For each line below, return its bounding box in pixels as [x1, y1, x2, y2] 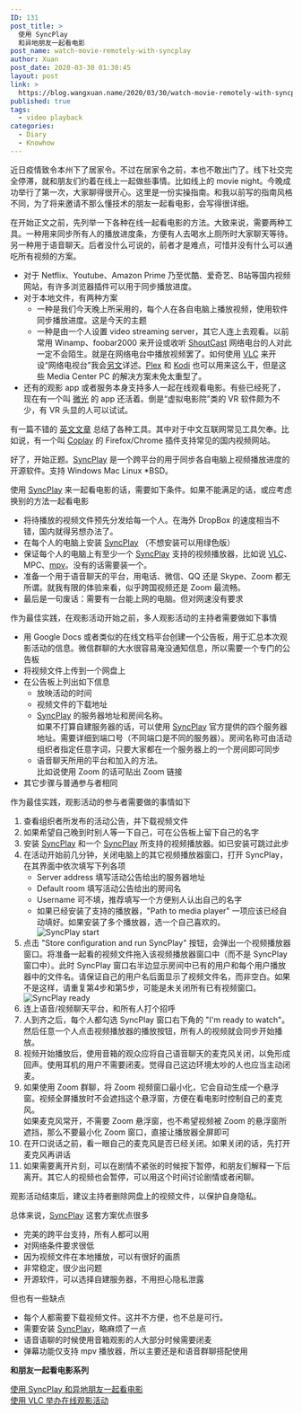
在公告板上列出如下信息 [22, 676, 110, 687]
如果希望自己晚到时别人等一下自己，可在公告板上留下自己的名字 [22, 826, 259, 837]
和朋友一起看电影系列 [10, 1365, 89, 1375]
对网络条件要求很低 [22, 1240, 95, 1251]
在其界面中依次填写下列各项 [22, 860, 126, 871]
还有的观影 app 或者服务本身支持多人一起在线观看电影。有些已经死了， [22, 382, 286, 393]
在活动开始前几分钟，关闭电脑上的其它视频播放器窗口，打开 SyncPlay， [22, 849, 288, 860]
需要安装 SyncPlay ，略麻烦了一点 [22, 1322, 147, 1334]
